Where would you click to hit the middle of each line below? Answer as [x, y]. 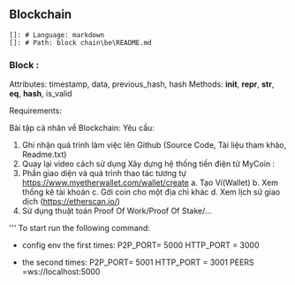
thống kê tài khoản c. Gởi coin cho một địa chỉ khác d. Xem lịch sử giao [151, 192]
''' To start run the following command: [79, 228]
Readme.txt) [44, 155]
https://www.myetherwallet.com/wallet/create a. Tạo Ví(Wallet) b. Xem [150, 183]
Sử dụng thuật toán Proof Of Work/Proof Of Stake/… [117, 211]
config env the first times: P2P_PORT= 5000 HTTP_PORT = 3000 [140, 245]
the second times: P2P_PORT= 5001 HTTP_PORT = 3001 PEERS [138, 262]
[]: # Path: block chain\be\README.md [80, 42]
